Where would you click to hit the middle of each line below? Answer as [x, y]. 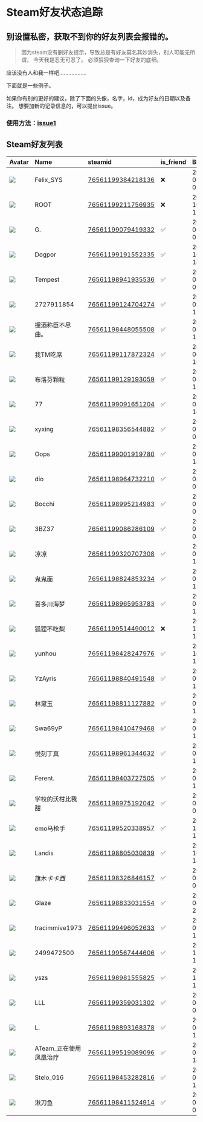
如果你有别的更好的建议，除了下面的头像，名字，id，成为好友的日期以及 [96, 98]
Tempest [47, 279]
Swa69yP [48, 728]
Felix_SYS [49, 180]
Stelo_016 [49, 1077]
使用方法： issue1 [31, 123]
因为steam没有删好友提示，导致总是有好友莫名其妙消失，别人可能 [103, 52]
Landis [44, 853]
